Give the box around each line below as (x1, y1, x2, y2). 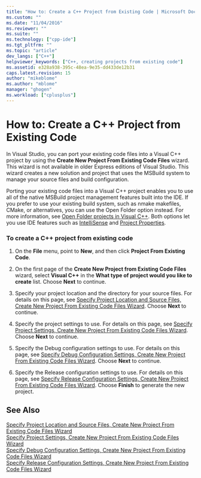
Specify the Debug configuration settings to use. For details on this (14, 344, 181, 351)
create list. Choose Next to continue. (14, 278, 106, 285)
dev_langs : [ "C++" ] (6, 53, 55, 59)
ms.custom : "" (6, 14, 42, 20)
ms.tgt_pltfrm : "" (6, 42, 52, 48)
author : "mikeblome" (6, 75, 58, 81)
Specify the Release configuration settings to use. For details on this (14, 369, 184, 376)
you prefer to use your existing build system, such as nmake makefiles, (6, 200, 181, 207)
